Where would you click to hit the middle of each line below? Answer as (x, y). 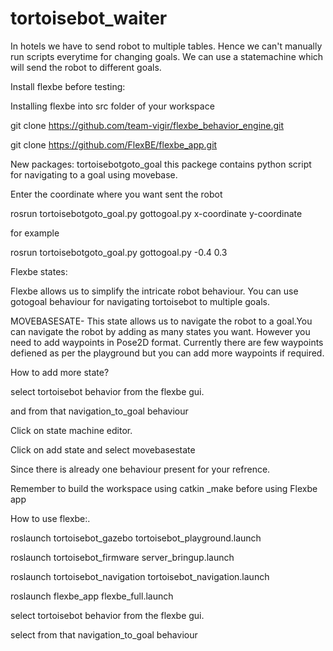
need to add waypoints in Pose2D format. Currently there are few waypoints (167, 342)
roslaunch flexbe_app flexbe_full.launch (92, 596)
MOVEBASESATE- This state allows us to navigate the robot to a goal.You (161, 321)
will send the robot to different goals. (86, 67)
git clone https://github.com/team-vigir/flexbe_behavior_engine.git (147, 125)
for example (35, 233)
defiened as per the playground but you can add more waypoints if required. (167, 353)
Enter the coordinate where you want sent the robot (116, 194)
